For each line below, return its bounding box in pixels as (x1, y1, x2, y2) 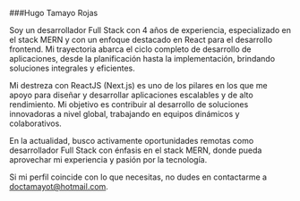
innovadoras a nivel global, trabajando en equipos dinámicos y (9, 109, 240, 119)
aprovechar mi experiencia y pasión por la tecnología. (9, 155, 208, 164)
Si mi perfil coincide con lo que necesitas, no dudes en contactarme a (9, 172, 267, 182)
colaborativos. (9, 118, 63, 129)
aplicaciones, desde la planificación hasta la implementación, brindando (9, 54, 276, 63)
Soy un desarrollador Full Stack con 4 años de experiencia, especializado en (9, 25, 292, 35)
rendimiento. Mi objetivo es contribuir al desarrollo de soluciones (9, 99, 249, 110)
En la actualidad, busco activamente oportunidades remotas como (9, 136, 254, 146)
